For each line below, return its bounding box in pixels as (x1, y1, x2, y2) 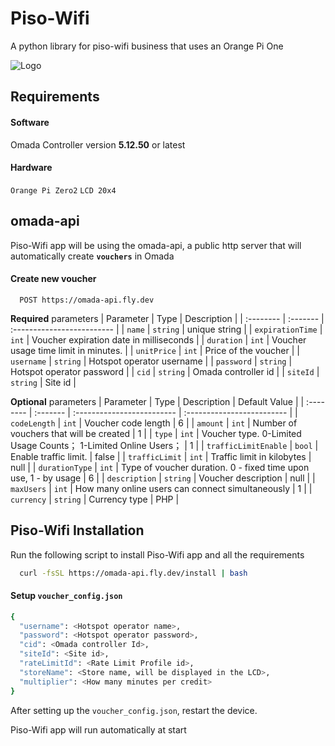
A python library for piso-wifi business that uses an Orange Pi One (10, 40, 284, 52)
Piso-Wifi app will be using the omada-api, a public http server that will (10, 239, 302, 251)
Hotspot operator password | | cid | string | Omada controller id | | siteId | (10, 365, 320, 377)
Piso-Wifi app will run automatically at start (10, 723, 187, 736)
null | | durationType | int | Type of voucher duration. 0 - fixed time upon (10, 461, 310, 473)
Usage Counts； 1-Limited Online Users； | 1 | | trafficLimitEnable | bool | (10, 439, 319, 451)
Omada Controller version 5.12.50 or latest (10, 138, 186, 151)
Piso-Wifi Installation (10, 522, 145, 539)
